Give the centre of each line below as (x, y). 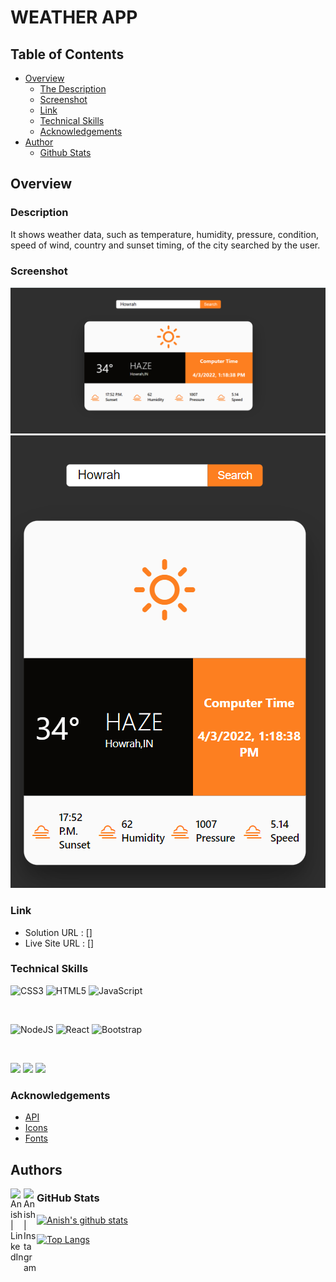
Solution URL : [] (58, 932)
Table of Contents (67, 54)
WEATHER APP (74, 17)
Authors (36, 1169)
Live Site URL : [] (59, 943)
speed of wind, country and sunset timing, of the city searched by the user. (165, 245)
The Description (73, 89)
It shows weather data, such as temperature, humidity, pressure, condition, (164, 234)
